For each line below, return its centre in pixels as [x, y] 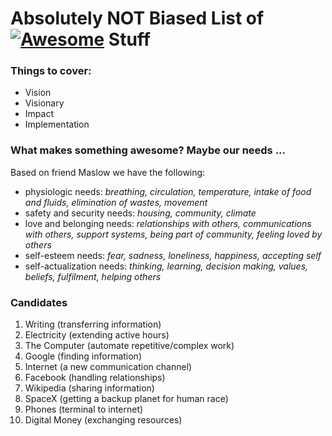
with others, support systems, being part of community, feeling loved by [173, 234]
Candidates [39, 302]
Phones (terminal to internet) [84, 409]
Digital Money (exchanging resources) [103, 420]
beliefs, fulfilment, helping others [93, 276]
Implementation [57, 124]
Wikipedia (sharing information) [89, 388]
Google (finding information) [83, 356]
